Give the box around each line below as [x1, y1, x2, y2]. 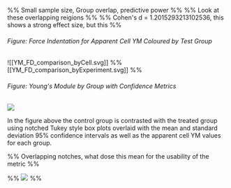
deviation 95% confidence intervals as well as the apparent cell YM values [7, 131, 221, 140]
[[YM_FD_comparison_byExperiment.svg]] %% [7, 66, 142, 74]
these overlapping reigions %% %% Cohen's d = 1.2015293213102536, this [7, 13, 225, 22]
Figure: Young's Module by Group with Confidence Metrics [7, 82, 177, 90]
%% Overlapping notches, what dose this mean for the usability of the [7, 152, 209, 161]
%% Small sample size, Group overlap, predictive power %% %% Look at [7, 6, 220, 14]
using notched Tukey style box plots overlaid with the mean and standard [7, 124, 218, 132]
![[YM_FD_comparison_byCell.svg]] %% [7, 59, 122, 67]
